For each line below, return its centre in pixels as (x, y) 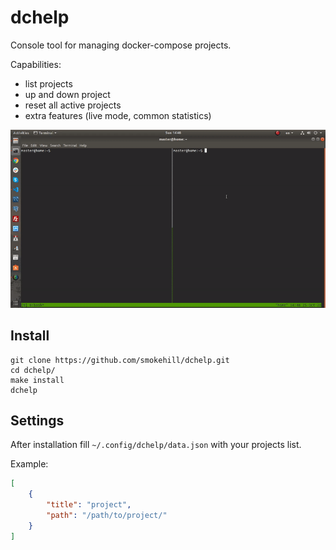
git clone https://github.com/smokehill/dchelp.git (120, 360)
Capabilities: (36, 64)
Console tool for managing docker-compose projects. (121, 45)
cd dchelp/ (33, 370)
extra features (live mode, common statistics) (118, 115)
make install (37, 380)
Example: (29, 464)
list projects (48, 83)
